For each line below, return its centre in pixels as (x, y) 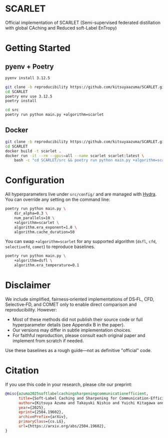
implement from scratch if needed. (48, 341)
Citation (22, 371)
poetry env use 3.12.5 (29, 96)
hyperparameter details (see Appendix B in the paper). (68, 325)
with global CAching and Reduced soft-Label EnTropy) (61, 27)
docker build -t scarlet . (33, 151)
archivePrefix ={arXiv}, (43, 417)
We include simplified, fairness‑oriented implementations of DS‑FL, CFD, (80, 299)
